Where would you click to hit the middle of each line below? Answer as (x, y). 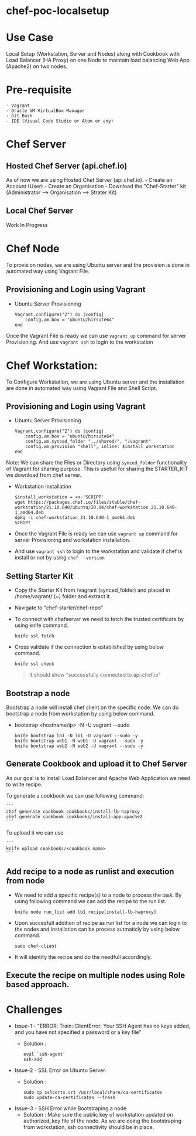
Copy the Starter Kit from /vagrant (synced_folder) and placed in (92, 590)
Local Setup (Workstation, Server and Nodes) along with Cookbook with (93, 54)
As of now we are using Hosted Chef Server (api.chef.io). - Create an (89, 180)
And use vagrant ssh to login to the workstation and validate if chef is (98, 551)
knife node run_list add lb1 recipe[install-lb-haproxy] (85, 912)
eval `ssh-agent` (44, 1054)
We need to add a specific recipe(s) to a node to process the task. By (98, 895)
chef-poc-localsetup (58, 11)
